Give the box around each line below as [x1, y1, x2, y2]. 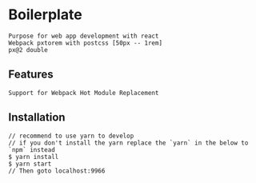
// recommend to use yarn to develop [8, 132, 134, 140]
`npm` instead [8, 145, 56, 153]
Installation [8, 110, 66, 125]
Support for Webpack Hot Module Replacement [8, 89, 159, 97]
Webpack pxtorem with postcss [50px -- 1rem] [8, 38, 162, 47]
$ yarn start [8, 160, 52, 168]
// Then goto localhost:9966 [8, 166, 106, 175]
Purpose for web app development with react [8, 32, 159, 40]
